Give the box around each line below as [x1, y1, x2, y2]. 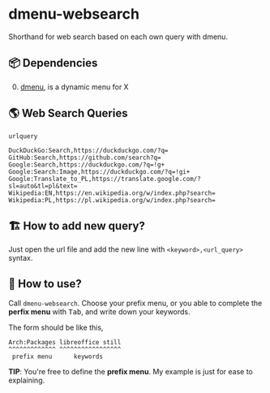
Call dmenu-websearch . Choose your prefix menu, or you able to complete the [8, 298, 263, 309]
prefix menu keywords [11, 352, 104, 361]
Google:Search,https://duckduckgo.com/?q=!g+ [8, 160, 165, 169]
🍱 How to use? [8, 277, 83, 291]
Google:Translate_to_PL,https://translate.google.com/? [8, 175, 201, 183]
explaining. [8, 375, 45, 386]
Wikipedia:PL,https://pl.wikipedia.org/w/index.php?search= [8, 196, 216, 204]
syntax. [8, 253, 33, 263]
